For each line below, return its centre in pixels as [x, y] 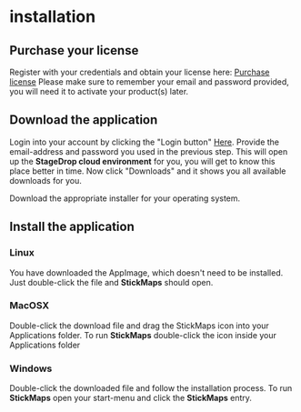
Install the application [72, 227]
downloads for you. [45, 180]
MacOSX [30, 306]
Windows [31, 368]
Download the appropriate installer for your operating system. [125, 198]
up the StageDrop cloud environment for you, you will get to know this [142, 161]
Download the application [84, 120]
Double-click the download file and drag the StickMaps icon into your [140, 326]
